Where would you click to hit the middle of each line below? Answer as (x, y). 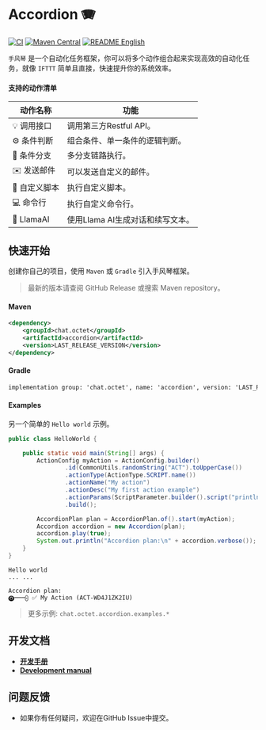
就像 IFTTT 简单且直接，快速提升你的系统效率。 (99, 68)
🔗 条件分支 (32, 156)
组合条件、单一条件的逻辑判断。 (126, 141)
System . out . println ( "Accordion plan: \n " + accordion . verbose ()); (147, 541)
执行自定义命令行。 (103, 203)
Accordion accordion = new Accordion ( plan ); (111, 527)
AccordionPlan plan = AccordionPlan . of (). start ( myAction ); (136, 519)
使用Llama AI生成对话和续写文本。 (131, 220)
